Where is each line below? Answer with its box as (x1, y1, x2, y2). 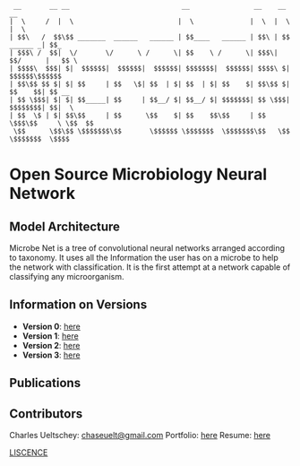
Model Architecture (9, 219, 121, 234)
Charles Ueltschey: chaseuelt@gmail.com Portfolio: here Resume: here (9, 430, 271, 441)
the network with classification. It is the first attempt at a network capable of (9, 262, 291, 272)
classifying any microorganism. (9, 272, 124, 281)
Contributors (9, 406, 83, 421)
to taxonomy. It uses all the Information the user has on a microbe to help (9, 253, 279, 263)
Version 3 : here (21, 349, 81, 360)
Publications (9, 375, 81, 391)
